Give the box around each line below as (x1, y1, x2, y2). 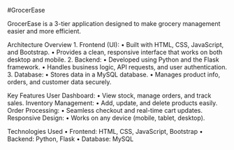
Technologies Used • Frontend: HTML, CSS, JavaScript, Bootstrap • (7, 128, 203, 135)
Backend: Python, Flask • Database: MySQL (7, 135, 134, 143)
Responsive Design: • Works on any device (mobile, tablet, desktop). (7, 114, 205, 122)
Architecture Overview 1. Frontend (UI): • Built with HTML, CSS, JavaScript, (7, 41, 224, 48)
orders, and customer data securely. (7, 78, 112, 86)
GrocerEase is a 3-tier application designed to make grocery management (7, 20, 221, 27)
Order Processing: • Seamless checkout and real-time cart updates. (7, 107, 203, 114)
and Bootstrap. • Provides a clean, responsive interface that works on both (7, 48, 223, 56)
